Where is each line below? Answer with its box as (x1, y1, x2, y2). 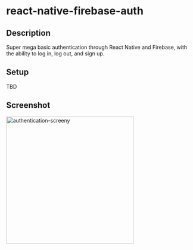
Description (6, 28, 51, 38)
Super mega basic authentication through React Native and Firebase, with (6, 43, 188, 51)
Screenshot (6, 100, 51, 111)
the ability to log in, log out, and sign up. (6, 50, 105, 57)
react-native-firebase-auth (6, 4, 144, 18)
